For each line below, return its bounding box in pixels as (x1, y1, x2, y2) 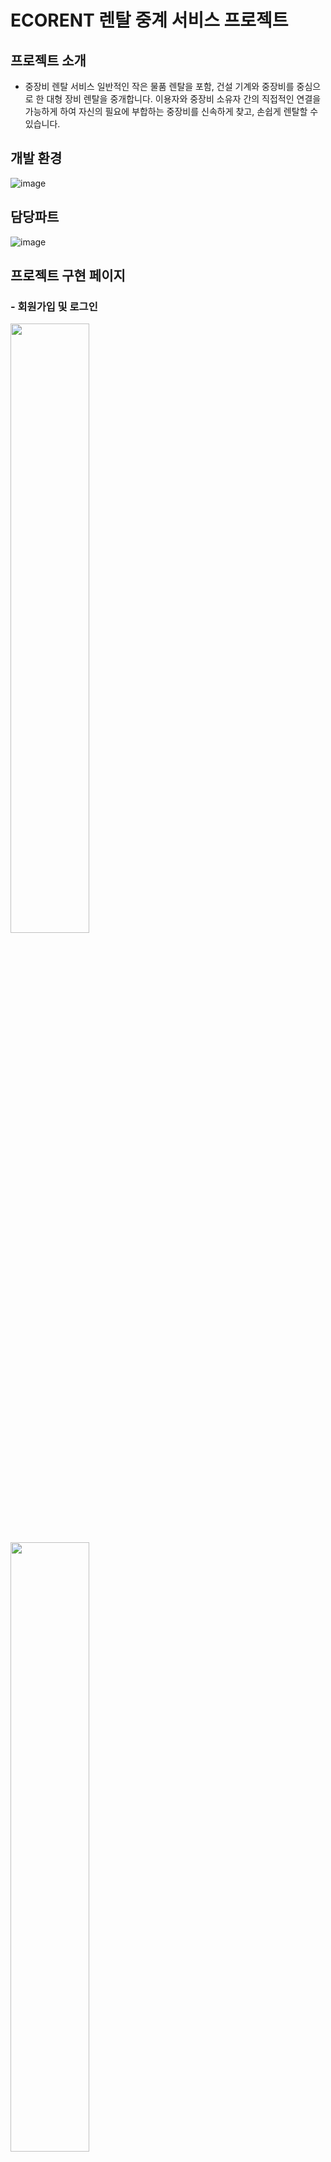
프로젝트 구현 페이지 (10, 267, 126, 285)
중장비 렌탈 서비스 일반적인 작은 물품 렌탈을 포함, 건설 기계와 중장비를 (24, 81, 295, 92)
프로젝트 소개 (10, 52, 87, 69)
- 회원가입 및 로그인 (10, 299, 98, 313)
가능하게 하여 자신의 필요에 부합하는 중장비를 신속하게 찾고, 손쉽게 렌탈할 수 (24, 106, 319, 117)
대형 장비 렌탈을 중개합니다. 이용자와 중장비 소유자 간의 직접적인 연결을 (46, 93, 322, 105)
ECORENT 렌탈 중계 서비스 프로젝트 (10, 9, 289, 32)
